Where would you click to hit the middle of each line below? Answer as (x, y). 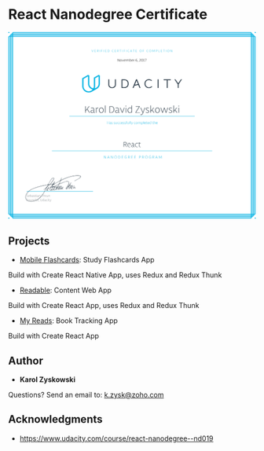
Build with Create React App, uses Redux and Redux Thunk (104, 306)
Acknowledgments (56, 419)
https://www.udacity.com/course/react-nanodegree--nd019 (116, 438)
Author (26, 360)
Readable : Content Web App (66, 290)
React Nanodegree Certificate (108, 15)
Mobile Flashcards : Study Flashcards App (87, 260)
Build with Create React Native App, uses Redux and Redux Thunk (115, 275)
